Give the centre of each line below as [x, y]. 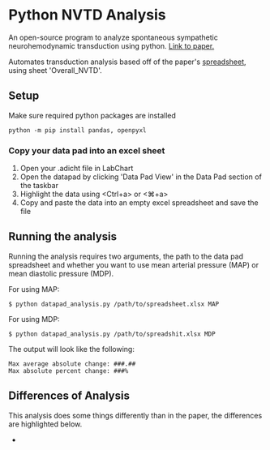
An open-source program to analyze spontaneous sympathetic [114, 37]
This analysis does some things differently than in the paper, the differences [135, 415]
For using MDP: [34, 319]
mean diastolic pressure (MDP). [61, 273]
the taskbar [39, 186]
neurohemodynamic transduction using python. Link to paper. [111, 45]
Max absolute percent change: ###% [69, 371]
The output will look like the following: [72, 349]
